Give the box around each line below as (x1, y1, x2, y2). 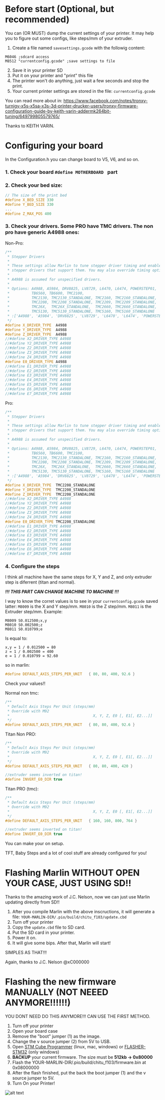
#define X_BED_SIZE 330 (5, 197, 54, 202)
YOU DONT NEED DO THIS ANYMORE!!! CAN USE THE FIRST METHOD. (5, 1014, 151, 1019)
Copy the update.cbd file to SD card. (12, 925, 85, 931)
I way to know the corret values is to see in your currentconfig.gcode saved (5, 598, 158, 604)
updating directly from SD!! (5, 899, 60, 905)
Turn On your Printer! (12, 1080, 55, 1086)
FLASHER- (124, 1044, 146, 1050)
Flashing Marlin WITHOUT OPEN (5, 867, 140, 878)
